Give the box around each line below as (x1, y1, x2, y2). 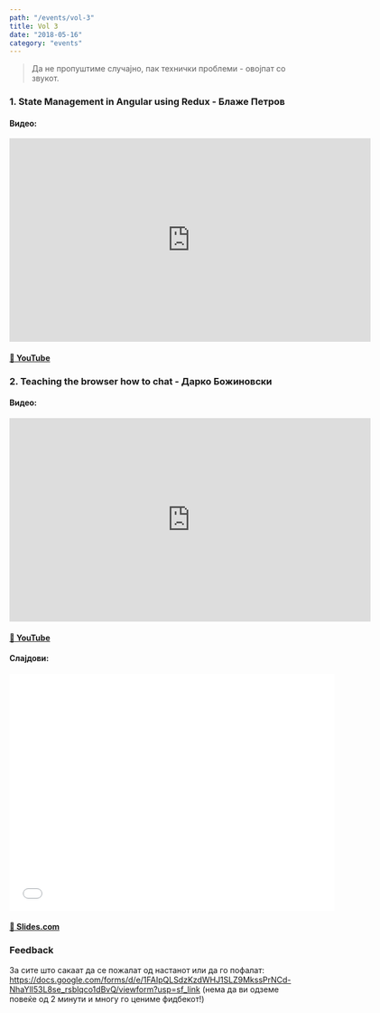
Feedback (9, 944, 54, 957)
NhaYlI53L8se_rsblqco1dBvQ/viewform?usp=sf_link (9, 983, 201, 995)
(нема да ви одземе (201, 983, 280, 995)
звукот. (31, 73, 60, 84)
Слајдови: (9, 653, 50, 664)
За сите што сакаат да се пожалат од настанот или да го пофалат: (9, 964, 264, 975)
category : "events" (9, 38, 83, 48)
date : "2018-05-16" (9, 30, 83, 39)
